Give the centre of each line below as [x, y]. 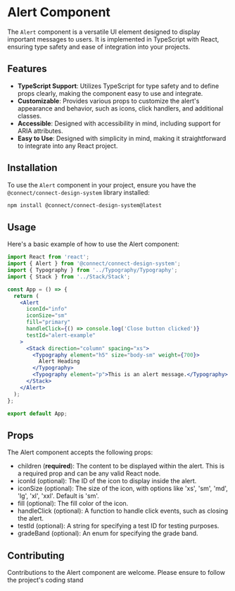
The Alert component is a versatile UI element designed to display [104, 32]
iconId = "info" [47, 309]
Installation [32, 168]
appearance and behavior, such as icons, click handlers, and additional [120, 108]
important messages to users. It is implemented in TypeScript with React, [113, 39]
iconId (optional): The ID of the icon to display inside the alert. [107, 481]
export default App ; [38, 413]
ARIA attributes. [40, 130]
